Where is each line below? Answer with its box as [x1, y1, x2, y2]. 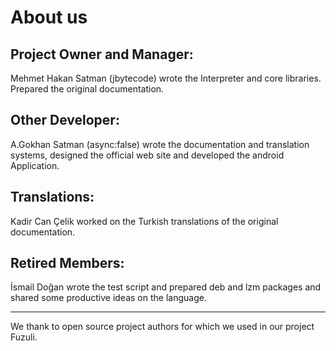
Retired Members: [10, 255, 125, 272]
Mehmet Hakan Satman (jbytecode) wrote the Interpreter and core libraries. [10, 72, 322, 84]
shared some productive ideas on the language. [10, 292, 207, 304]
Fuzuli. [10, 331, 38, 343]
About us [10, 6, 88, 29]
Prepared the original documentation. [10, 83, 165, 95]
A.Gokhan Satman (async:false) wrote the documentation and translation [10, 138, 310, 150]
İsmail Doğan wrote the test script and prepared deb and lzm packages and [10, 281, 322, 293]
